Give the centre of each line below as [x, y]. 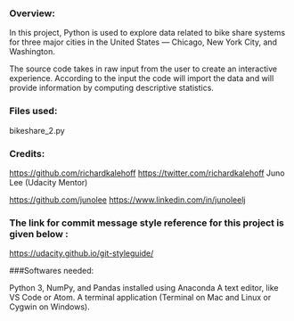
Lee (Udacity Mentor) [49, 182]
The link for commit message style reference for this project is [147, 223]
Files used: [33, 111]
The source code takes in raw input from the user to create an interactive [143, 69]
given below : [39, 234]
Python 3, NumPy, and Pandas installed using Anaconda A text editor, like [144, 288]
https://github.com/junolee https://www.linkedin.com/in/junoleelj [127, 200]
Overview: [32, 13]
